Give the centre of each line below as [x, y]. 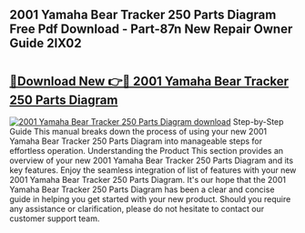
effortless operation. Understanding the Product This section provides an [147, 151]
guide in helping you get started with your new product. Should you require [150, 199]
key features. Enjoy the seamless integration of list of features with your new [153, 170]
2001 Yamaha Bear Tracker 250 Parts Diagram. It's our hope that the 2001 [148, 180]
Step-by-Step [258, 122]
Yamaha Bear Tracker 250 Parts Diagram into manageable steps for [136, 141]
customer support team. [55, 218]
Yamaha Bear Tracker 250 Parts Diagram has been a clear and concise [142, 189]
